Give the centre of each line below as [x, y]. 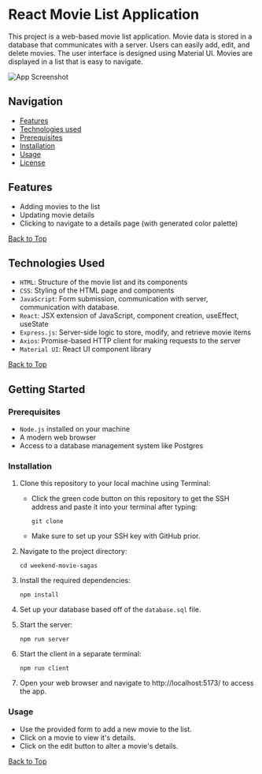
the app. [33, 691]
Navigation [35, 101]
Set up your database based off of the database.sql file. [110, 610]
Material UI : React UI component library [85, 350]
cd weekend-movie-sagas [59, 566]
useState [34, 324]
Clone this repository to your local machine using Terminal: [115, 484]
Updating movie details [57, 215]
